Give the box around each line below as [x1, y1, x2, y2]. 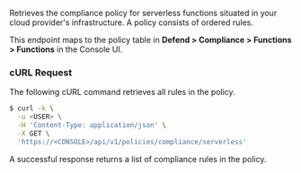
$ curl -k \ [9, 104, 54, 113]
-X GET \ [17, 129, 50, 138]
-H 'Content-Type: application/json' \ [17, 121, 167, 130]
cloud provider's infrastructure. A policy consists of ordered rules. [9, 17, 254, 28]
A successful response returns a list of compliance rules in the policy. [9, 153, 267, 164]
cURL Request [9, 66, 73, 79]
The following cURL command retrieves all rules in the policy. [9, 87, 235, 98]
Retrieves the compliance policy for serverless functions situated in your [9, 8, 278, 18]
